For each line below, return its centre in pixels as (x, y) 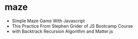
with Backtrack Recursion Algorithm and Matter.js (62, 31)
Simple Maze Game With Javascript (48, 21)
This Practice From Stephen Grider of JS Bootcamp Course (72, 26)
